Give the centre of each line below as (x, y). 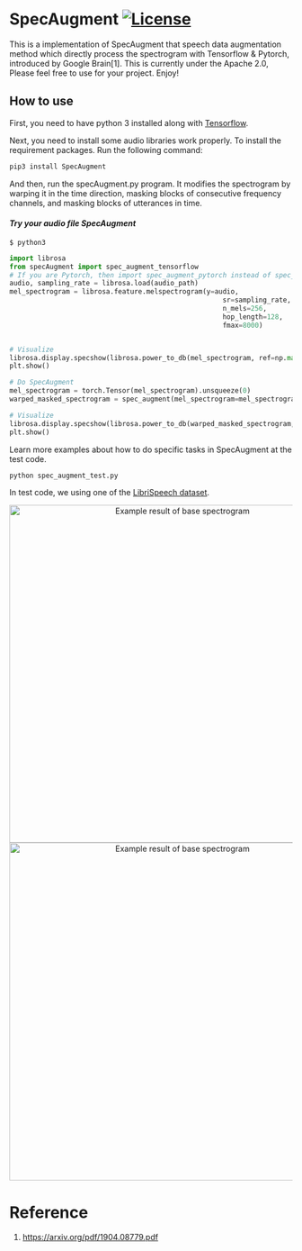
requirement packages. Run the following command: (106, 150)
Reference (49, 1212)
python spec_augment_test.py (64, 476)
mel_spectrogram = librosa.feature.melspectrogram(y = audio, (124, 292)
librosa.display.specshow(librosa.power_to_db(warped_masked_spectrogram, (152, 423)
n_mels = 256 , (245, 309)
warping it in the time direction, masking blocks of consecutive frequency (145, 193)
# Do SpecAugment (42, 383)
